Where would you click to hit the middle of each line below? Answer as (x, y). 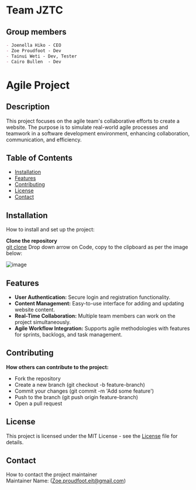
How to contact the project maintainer (52, 475)
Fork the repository (38, 378)
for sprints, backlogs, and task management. (68, 334)
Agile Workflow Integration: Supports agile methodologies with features (102, 328)
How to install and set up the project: (50, 230)
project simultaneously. (43, 322)
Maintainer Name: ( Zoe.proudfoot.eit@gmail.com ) (66, 481)
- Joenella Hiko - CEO (34, 45)
